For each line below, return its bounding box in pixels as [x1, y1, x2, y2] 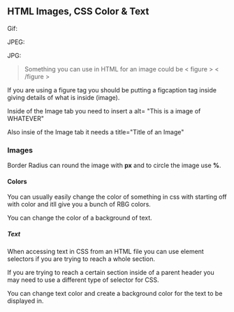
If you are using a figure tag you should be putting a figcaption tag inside [7, 85, 217, 94]
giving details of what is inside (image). [7, 93, 120, 101]
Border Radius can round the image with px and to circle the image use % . [7, 161, 221, 170]
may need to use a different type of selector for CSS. [7, 276, 159, 284]
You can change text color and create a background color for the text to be [7, 290, 223, 298]
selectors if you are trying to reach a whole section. [7, 255, 156, 263]
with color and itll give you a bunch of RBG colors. [7, 200, 152, 208]
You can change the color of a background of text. [7, 213, 152, 222]
